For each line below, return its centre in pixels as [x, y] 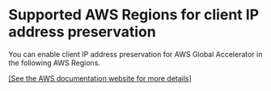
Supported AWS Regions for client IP [134, 15]
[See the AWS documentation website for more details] [100, 78]
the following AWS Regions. [55, 63]
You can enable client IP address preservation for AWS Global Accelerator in [135, 54]
